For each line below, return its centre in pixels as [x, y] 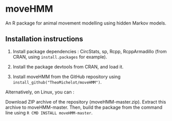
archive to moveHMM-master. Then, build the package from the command [84, 107]
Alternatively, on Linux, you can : [40, 92]
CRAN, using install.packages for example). [60, 57]
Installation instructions [44, 39]
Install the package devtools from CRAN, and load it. [68, 66]
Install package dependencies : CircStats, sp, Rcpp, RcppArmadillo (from [90, 51]
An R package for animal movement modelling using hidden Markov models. [86, 23]
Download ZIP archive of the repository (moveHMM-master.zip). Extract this [86, 102]
